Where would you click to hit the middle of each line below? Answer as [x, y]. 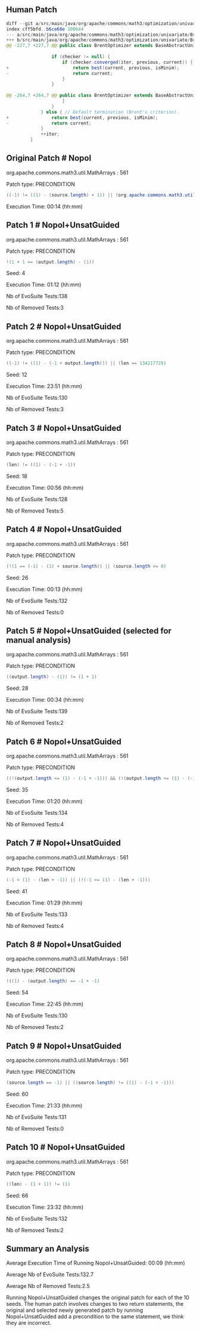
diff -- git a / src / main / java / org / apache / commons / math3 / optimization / [93, 23]
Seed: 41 [17, 891]
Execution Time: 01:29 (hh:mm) [44, 903]
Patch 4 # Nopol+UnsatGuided [64, 529]
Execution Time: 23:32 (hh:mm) [45, 1207]
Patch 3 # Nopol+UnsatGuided [64, 428]
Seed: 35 [17, 789]
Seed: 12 [17, 375]
